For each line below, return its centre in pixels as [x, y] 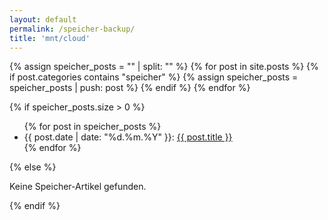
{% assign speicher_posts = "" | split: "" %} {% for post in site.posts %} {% [164, 67]
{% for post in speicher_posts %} [92, 127]
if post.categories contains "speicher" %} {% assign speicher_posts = [154, 77]
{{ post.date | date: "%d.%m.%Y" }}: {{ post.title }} [128, 137]
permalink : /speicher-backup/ [72, 29]
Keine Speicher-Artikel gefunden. [78, 187]
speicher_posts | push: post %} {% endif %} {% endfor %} [130, 88]
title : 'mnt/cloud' [50, 38]
